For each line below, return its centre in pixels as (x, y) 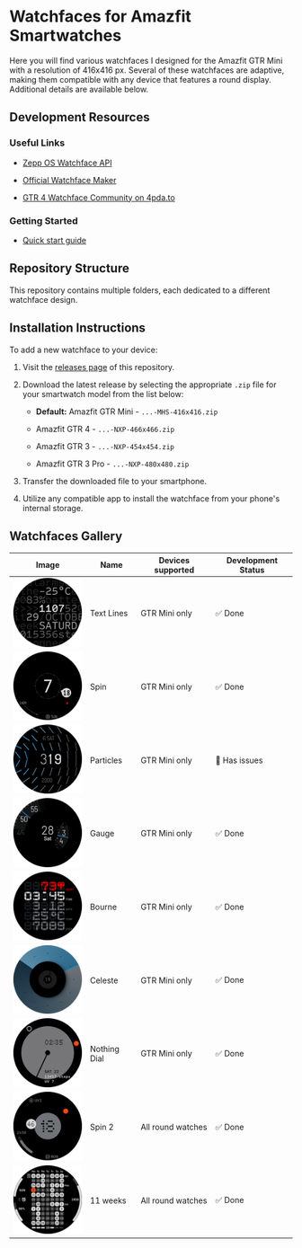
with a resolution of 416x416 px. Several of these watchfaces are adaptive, (147, 70)
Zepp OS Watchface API (67, 163)
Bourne (103, 907)
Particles (106, 760)
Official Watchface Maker (69, 180)
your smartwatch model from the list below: (103, 394)
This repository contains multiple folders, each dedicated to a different (140, 290)
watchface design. (44, 299)
